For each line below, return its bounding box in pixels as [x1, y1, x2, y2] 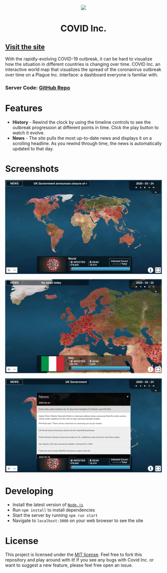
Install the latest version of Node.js [12, 502, 83, 508]
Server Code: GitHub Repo [5, 84, 71, 91]
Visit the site [5, 42, 45, 51]
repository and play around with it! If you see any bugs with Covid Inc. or [5, 557, 154, 563]
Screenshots [5, 163, 59, 175]
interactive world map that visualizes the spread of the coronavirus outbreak [5, 66, 162, 72]
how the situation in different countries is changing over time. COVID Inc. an [5, 61, 161, 67]
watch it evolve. [12, 130, 45, 136]
